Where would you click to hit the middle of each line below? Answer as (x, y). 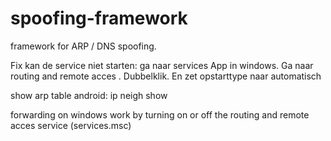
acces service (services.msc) (71, 125)
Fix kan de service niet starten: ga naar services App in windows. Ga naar (162, 65)
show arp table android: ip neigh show (89, 95)
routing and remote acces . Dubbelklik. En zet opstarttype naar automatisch (166, 76)
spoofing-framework (99, 18)
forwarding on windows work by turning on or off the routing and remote (160, 114)
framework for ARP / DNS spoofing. (83, 46)
